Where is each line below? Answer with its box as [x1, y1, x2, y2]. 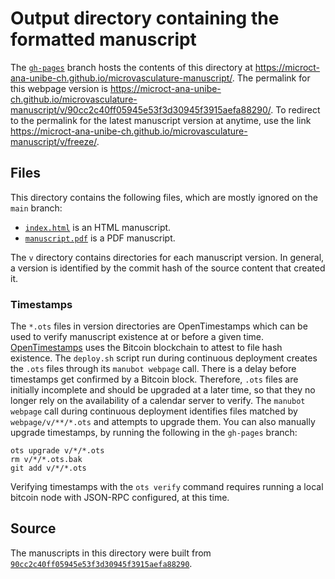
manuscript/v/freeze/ [10, 135, 97, 147]
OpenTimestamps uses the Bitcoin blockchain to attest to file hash [10, 342, 283, 354]
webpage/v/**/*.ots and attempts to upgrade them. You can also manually [10, 416, 316, 428]
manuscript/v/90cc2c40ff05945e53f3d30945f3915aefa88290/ [10, 103, 272, 116]
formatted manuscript [10, 28, 197, 51]
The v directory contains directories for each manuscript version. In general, [10, 251, 325, 263]
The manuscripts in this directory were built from [10, 547, 212, 559]
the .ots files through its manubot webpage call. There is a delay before [10, 363, 297, 375]
